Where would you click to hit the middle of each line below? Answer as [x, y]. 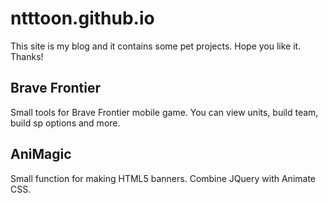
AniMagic [41, 154]
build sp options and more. [65, 123]
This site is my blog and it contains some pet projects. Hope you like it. [156, 46]
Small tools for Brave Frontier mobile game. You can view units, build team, [164, 112]
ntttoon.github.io [82, 18]
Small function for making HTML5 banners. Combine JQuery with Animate [163, 178]
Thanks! [27, 56]
